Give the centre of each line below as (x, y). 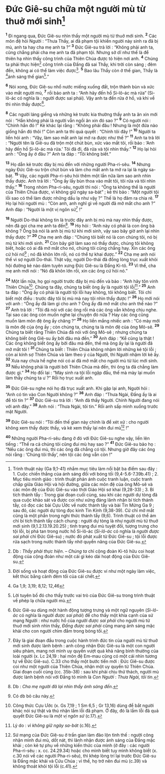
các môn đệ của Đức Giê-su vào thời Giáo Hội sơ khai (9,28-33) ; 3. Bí (83, 490)
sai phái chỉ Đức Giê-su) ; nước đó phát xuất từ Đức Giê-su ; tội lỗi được (85, 536)
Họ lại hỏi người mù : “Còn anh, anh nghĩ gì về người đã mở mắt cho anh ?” (81, 203)
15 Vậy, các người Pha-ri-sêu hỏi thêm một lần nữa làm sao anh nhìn (83, 175)
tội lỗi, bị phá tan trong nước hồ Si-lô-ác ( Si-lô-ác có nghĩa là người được (86, 532)
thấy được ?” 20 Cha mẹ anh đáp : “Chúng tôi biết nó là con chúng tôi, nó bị (81, 237)
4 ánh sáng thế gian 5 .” (27, 76)
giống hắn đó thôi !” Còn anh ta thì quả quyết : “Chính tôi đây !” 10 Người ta (81, 131)
